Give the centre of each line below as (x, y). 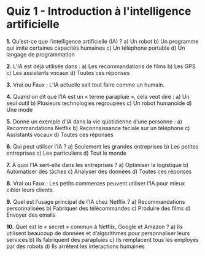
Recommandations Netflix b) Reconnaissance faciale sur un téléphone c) (98, 128)
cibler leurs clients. (30, 190)
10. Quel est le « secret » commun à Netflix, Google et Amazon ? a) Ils (95, 227)
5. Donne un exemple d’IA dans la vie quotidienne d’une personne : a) (95, 122)
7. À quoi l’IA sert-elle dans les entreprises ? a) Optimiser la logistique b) (98, 165)
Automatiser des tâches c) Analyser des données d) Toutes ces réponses (99, 171)
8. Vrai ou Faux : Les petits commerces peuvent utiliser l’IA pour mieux (96, 183)
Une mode (20, 109)
